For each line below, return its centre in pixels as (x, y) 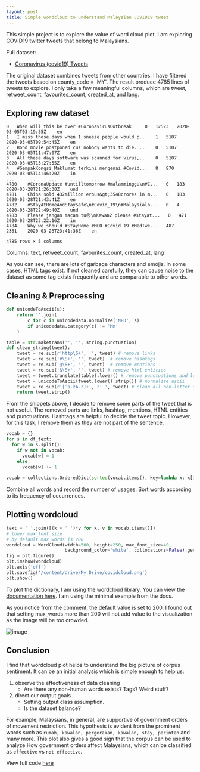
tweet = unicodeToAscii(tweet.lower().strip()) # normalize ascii (101, 381)
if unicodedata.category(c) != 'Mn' (73, 326)
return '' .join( (37, 315)
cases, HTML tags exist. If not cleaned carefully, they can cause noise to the (100, 271)
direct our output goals (43, 695)
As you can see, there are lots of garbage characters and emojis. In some (96, 264)
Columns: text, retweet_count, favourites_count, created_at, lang (85, 253)
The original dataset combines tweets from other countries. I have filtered (96, 75)
